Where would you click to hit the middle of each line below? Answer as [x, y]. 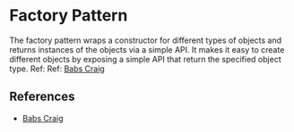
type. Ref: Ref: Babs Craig [57, 69]
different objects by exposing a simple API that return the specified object [145, 59]
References [42, 97]
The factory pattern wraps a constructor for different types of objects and [146, 40]
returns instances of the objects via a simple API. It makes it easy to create [147, 49]
